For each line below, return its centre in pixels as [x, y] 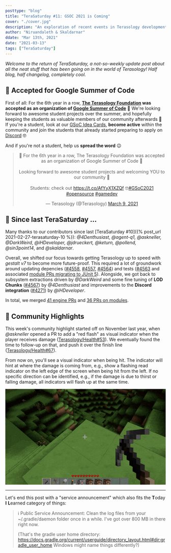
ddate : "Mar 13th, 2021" [32, 38]
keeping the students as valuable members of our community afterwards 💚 [83, 119]
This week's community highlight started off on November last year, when [83, 329]
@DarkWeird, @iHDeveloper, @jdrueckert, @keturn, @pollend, [71, 243]
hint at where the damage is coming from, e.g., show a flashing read [77, 366]
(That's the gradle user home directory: [59, 534]
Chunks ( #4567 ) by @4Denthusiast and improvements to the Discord [78, 285]
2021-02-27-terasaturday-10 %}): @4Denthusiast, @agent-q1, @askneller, [83, 237]
